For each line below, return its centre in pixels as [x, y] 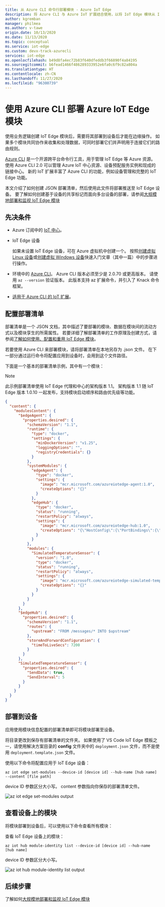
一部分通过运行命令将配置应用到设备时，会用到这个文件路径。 [68, 355]
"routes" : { [39, 627]
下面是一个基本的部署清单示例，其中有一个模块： [55, 366]
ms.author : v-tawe [24, 28]
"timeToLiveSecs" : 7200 [55, 645]
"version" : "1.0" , [55, 558]
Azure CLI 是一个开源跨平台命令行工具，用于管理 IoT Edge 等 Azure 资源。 [80, 159]
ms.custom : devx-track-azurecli [38, 51]
